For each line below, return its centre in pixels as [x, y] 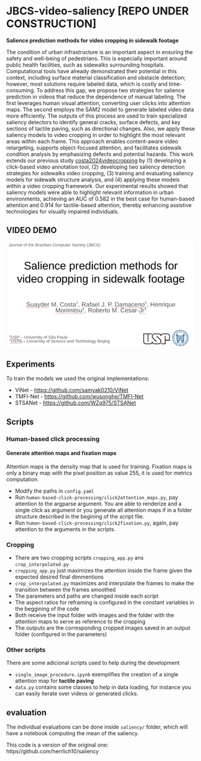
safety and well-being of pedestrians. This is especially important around [97, 58]
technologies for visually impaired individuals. [63, 211]
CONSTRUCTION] [52, 24]
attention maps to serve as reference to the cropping [80, 622]
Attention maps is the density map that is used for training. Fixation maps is [99, 466]
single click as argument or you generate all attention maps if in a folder [103, 510]
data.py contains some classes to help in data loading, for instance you [103, 687]
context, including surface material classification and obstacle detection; [96, 77]
